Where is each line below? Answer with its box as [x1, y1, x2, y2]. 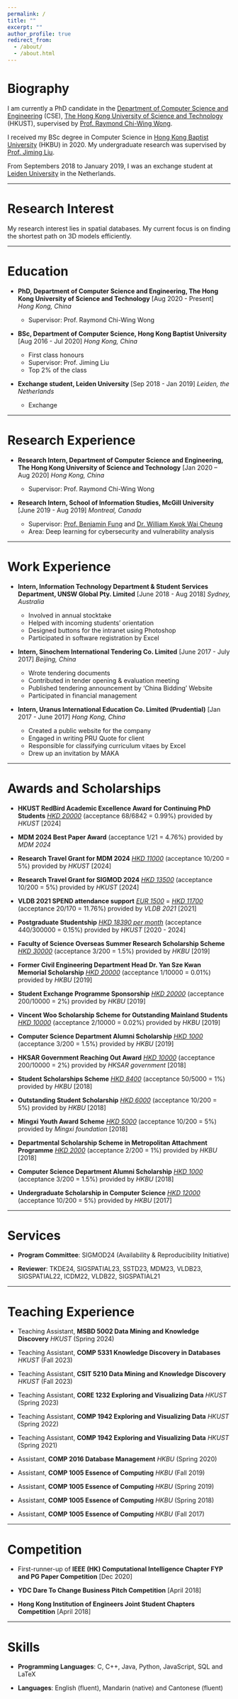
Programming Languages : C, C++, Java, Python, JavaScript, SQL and [17, 1662, 223, 1671]
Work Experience [7, 559, 111, 575]
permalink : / [7, 10, 46, 18]
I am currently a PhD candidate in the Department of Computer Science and [7, 104, 229, 112]
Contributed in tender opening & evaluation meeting [28, 676, 179, 685]
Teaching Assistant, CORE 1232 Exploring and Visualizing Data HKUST [17, 1391, 227, 1400]
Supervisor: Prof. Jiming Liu [28, 358, 110, 366]
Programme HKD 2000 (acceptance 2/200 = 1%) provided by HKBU [17, 1145, 217, 1154]
